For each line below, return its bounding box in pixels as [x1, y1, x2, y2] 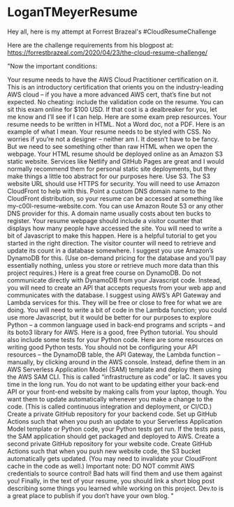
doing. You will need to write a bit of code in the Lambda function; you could [7, 306, 227, 314]
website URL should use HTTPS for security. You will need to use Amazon [7, 179, 220, 187]
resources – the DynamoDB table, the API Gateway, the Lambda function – [7, 350, 221, 359]
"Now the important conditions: [7, 62, 98, 70]
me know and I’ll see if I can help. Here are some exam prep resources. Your [7, 113, 227, 121]
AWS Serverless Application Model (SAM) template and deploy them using [7, 365, 222, 373]
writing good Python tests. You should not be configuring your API [7, 343, 198, 351]
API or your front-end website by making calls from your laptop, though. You [7, 387, 227, 396]
